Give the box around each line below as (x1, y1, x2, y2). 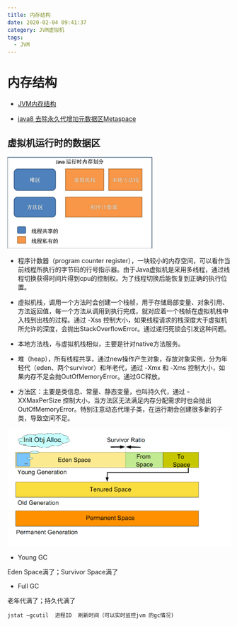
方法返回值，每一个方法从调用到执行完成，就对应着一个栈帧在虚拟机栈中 (17, 306, 229, 315)
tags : (7, 34, 23, 41)
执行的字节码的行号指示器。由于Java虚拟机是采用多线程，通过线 (42, 265, 231, 274)
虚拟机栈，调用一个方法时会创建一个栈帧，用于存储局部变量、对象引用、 (17, 298, 229, 306)
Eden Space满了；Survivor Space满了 (7, 567, 118, 576)
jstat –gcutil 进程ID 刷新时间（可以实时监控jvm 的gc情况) (7, 612, 175, 619)
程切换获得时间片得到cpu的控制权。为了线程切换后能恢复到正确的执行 (17, 274, 221, 282)
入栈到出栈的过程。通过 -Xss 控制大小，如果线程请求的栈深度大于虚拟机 (17, 315, 228, 324)
